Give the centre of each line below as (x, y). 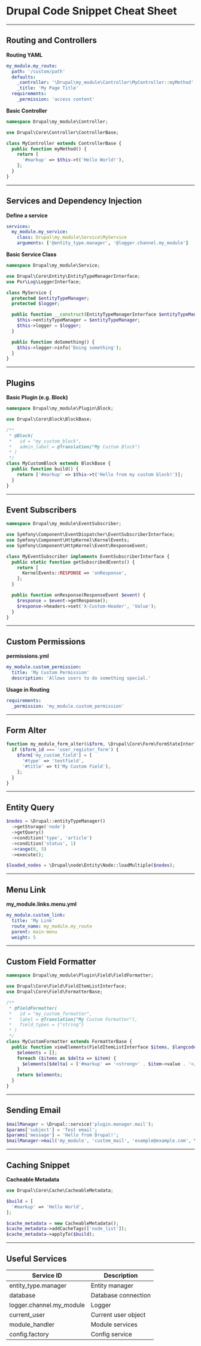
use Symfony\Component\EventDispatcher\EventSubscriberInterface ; (91, 535)
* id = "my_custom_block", (45, 441)
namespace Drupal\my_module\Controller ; (57, 122)
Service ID (47, 1275)
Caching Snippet (38, 1165)
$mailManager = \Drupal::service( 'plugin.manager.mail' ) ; (80, 1124)
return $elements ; (40, 1075)
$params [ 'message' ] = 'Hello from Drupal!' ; (63, 1135)
